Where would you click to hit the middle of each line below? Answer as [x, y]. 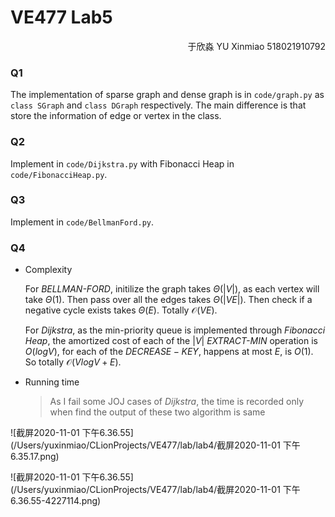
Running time [52, 382]
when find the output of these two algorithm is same [157, 412]
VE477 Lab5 [61, 17]
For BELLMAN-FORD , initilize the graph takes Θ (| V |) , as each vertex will [172, 289]
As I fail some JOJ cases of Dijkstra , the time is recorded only [177, 402]
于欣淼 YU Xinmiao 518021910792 [256, 46]
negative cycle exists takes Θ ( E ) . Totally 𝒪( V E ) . [121, 310]
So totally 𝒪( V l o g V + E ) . [73, 362]
